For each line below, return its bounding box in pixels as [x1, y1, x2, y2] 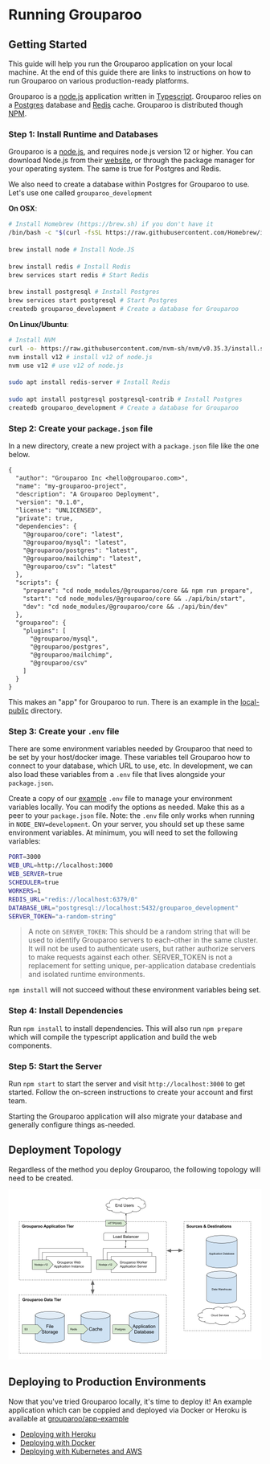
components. [8, 1041, 52, 1050]
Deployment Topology [8, 1143, 122, 1157]
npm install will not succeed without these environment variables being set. [8, 985, 261, 995]
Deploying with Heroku [19, 1429, 96, 1439]
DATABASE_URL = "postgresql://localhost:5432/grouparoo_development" [8, 904, 239, 912]
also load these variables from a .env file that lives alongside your [8, 770, 226, 779]
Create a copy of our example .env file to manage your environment [8, 794, 233, 804]
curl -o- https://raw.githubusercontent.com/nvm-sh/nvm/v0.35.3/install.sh [8, 344, 268, 353]
